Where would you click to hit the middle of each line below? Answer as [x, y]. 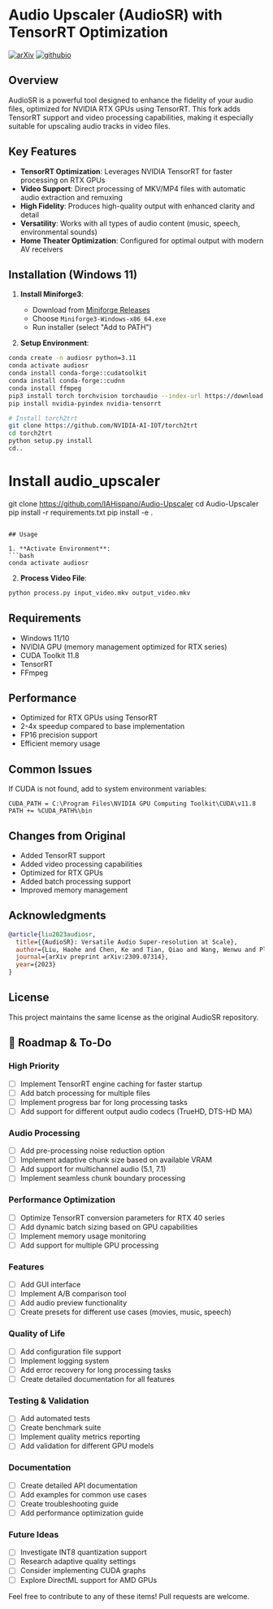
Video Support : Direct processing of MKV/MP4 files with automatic [133, 188]
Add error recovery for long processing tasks [96, 1370]
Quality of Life [37, 1334]
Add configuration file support [71, 1351]
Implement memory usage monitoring [83, 1236]
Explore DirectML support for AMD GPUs [89, 1580]
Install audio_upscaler [84, 481]
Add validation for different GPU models [87, 1446]
